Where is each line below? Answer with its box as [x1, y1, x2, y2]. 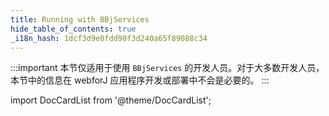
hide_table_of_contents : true [10, 24, 137, 34]
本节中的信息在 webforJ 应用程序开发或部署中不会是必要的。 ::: [10, 74, 270, 86]
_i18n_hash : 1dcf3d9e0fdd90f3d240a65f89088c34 [10, 33, 208, 43]
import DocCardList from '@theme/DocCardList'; [10, 94, 212, 106]
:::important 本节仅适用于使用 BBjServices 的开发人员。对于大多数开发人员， [10, 62, 325, 74]
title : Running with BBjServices [10, 14, 150, 25]
